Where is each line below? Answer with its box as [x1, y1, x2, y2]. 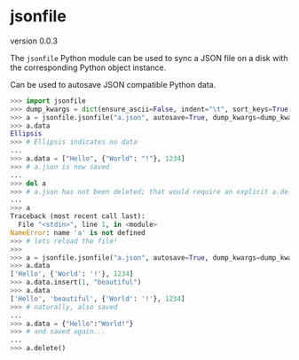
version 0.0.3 [10, 35, 59, 46]
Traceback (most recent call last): [10, 212, 146, 221]
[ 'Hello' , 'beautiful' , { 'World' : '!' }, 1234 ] [10, 294, 185, 303]
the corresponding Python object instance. [10, 62, 167, 73]
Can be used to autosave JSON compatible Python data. [10, 79, 216, 90]
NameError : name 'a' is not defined [10, 228, 146, 237]
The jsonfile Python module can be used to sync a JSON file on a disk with [10, 52, 288, 63]
